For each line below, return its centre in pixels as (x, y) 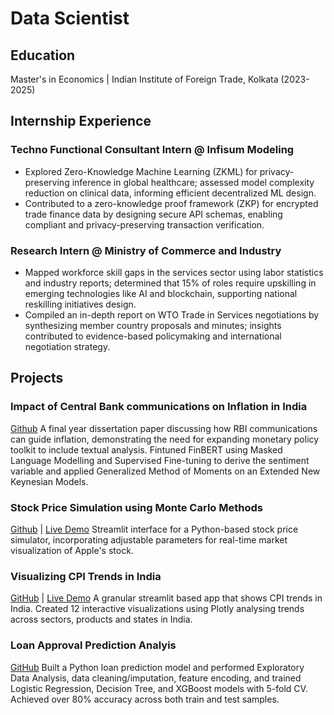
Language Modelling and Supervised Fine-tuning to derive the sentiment (160, 460)
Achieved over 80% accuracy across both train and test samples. (145, 699)
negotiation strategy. (67, 346)
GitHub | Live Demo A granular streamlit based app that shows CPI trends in (166, 598)
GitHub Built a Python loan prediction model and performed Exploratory (157, 667)
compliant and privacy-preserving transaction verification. (144, 224)
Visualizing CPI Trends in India (86, 576)
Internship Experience (81, 121)
